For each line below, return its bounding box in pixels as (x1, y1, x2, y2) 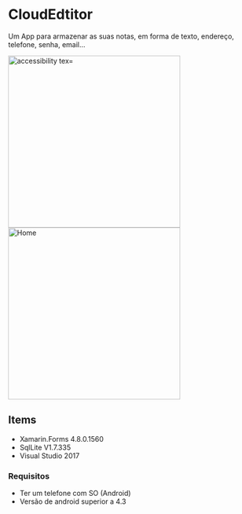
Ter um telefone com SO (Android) (19, 489, 131, 498)
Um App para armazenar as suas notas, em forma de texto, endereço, (8, 31, 234, 41)
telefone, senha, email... (8, 39, 86, 49)
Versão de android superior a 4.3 (19, 497, 126, 506)
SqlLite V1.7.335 (19, 442, 71, 452)
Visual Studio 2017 (19, 450, 80, 461)
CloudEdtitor (8, 6, 93, 24)
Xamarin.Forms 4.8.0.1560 (19, 434, 104, 443)
